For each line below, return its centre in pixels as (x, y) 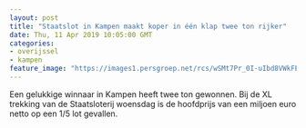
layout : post (34, 18)
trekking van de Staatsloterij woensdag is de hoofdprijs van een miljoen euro (153, 103)
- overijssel (34, 52)
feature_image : (38, 69)
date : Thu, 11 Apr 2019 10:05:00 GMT (81, 34)
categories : (32, 43)
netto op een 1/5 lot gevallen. (64, 113)
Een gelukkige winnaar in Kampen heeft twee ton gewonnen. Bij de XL (141, 94)
